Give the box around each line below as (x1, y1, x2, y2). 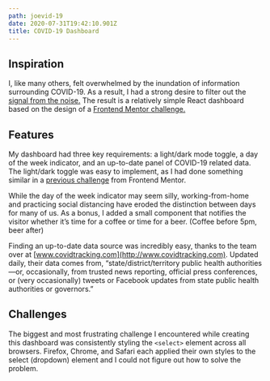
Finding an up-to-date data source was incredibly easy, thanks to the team (8, 241, 257, 250)
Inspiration (8, 57, 65, 71)
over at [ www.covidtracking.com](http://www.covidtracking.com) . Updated (8, 250, 259, 259)
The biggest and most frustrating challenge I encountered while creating (8, 329, 250, 339)
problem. (8, 363, 39, 373)
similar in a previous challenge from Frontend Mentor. (8, 175, 187, 185)
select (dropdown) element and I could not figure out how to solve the (8, 354, 241, 365)
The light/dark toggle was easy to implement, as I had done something (8, 167, 243, 176)
